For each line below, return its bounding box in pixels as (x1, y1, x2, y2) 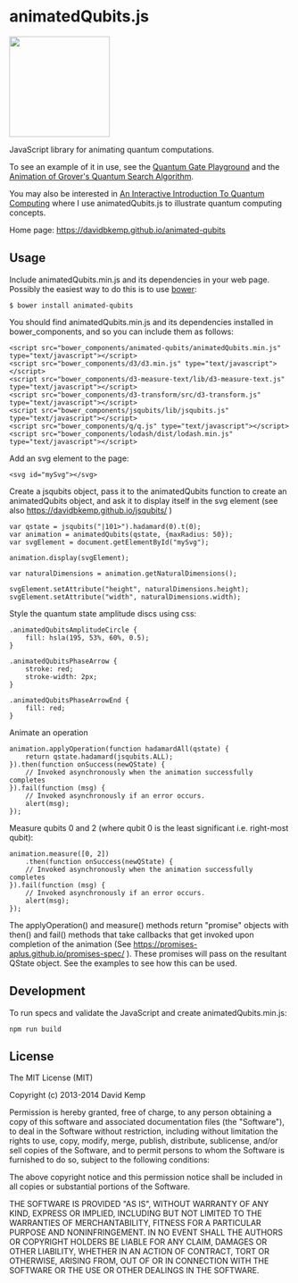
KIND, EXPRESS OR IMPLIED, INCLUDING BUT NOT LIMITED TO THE (9, 1208, 262, 1219)
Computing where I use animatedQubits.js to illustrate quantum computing (9, 197, 283, 208)
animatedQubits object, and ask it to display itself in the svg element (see (9, 495, 278, 506)
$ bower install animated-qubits (9, 301, 134, 310)
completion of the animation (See (9, 938, 132, 949)
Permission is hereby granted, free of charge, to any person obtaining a (9, 1107, 272, 1118)
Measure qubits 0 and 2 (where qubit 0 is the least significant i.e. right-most (9, 822, 289, 833)
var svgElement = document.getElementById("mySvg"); (9, 538, 210, 547)
